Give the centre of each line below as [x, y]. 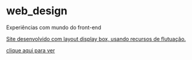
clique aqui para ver [31, 50]
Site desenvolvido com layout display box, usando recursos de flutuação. [96, 39]
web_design [37, 11]
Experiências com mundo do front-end [54, 27]
